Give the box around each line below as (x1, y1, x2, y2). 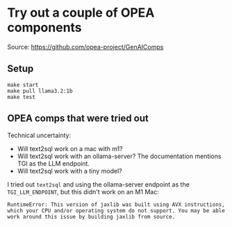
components (7, 19, 82, 36)
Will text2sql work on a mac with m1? (17, 144, 123, 152)
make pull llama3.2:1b (7, 87, 73, 95)
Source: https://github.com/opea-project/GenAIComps (7, 42, 164, 51)
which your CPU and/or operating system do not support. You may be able (7, 207, 226, 214)
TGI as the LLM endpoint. (17, 159, 90, 168)
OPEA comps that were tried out (7, 113, 149, 125)
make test (7, 93, 36, 100)
